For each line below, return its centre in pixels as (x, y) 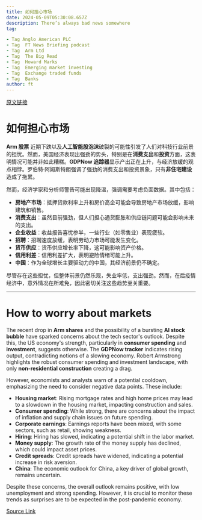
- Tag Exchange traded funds (44, 73)
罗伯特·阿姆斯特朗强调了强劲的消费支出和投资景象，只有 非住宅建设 (109, 169)
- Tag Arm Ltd (25, 51)
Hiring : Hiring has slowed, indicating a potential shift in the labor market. (105, 437)
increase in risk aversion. (46, 462)
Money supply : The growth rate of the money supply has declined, (98, 443)
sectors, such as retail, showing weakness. (68, 430)
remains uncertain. (38, 475)
